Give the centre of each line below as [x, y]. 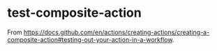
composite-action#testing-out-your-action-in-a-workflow [90, 39]
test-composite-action [74, 13]
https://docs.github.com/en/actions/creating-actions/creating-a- [117, 32]
